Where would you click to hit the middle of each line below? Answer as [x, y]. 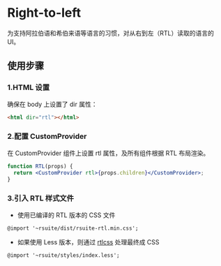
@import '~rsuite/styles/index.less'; [63, 255]
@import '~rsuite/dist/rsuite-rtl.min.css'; [73, 228]
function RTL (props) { [40, 166]
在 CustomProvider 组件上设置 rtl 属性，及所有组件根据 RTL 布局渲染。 [108, 153]
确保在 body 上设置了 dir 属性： [52, 104]
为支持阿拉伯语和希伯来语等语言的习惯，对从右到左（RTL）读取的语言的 [110, 33]
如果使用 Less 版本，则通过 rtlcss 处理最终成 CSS [88, 242]
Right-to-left [44, 13]
